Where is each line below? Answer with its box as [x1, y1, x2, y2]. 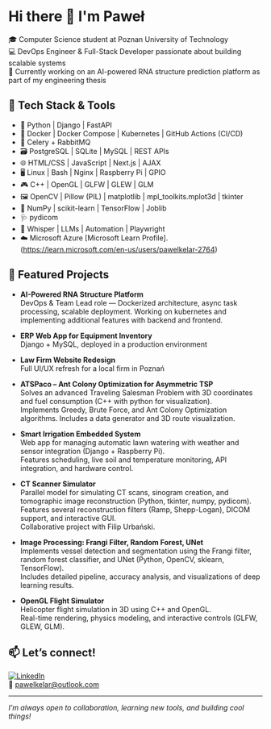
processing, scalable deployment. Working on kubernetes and [19, 306, 227, 316]
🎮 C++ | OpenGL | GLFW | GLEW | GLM [19, 179, 154, 189]
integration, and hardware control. [19, 463, 134, 473]
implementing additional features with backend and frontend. [19, 315, 223, 325]
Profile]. [141, 233, 169, 243]
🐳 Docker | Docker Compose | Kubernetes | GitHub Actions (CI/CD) [19, 128, 244, 138]
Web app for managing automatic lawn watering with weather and [19, 437, 240, 447]
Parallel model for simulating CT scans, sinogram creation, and [19, 487, 229, 497]
